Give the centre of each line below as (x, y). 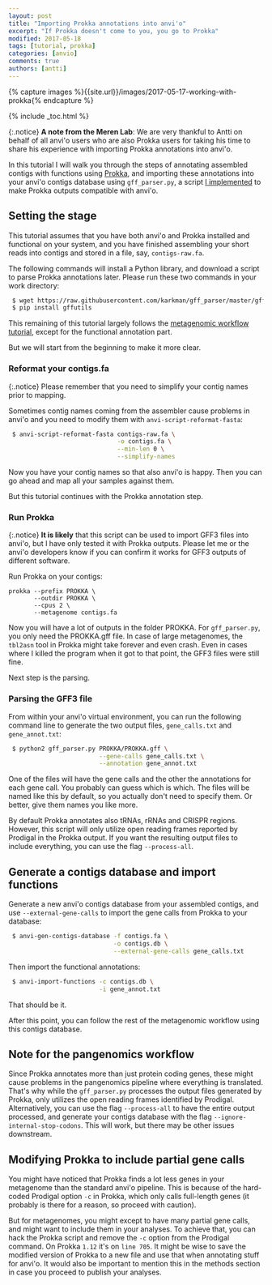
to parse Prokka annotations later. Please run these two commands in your (132, 277)
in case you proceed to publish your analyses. (85, 1272)
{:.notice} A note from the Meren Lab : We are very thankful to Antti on (125, 131)
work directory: (34, 285)
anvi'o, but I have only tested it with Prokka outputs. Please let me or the (129, 544)
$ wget (23, 301)
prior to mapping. (37, 395)
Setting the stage (53, 216)
